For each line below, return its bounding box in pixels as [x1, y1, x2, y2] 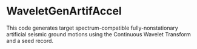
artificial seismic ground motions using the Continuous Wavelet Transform [6, 30, 191, 38]
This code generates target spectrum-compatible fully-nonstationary [6, 24, 179, 31]
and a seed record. [6, 37, 53, 44]
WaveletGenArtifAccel [6, 4, 122, 18]
